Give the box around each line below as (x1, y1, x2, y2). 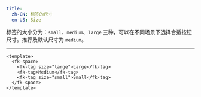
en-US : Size (11, 17, 42, 23)
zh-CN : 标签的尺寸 (11, 11, 53, 17)
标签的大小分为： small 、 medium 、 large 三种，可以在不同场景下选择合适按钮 (6, 28, 193, 35)
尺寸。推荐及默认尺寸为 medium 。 (6, 36, 87, 43)
